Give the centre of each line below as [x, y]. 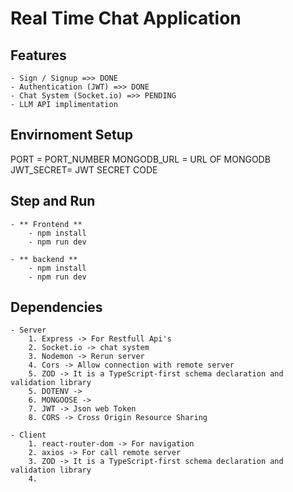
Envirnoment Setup [72, 135]
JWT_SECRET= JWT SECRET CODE [84, 169]
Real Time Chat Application [126, 18]
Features [38, 55]
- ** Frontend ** [46, 224]
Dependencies [56, 307]
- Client [28, 435]
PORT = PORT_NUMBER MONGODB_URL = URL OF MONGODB [140, 159]
